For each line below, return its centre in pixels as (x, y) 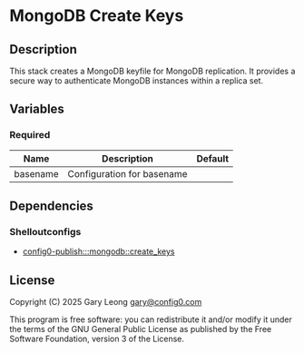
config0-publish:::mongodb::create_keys (98, 251)
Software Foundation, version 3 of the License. (97, 339)
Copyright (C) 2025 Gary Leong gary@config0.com (106, 302)
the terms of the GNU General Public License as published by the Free (141, 329)
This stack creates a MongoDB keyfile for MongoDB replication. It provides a (152, 71)
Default (213, 158)
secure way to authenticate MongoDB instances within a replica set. (137, 81)
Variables (37, 109)
